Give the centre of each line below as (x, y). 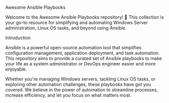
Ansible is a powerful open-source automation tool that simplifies (73, 47)
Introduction (18, 38)
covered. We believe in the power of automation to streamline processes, (82, 90)
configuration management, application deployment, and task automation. (82, 53)
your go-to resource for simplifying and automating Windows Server (77, 23)
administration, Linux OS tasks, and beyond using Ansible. (66, 28)
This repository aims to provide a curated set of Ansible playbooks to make (84, 58)
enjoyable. (16, 69)
